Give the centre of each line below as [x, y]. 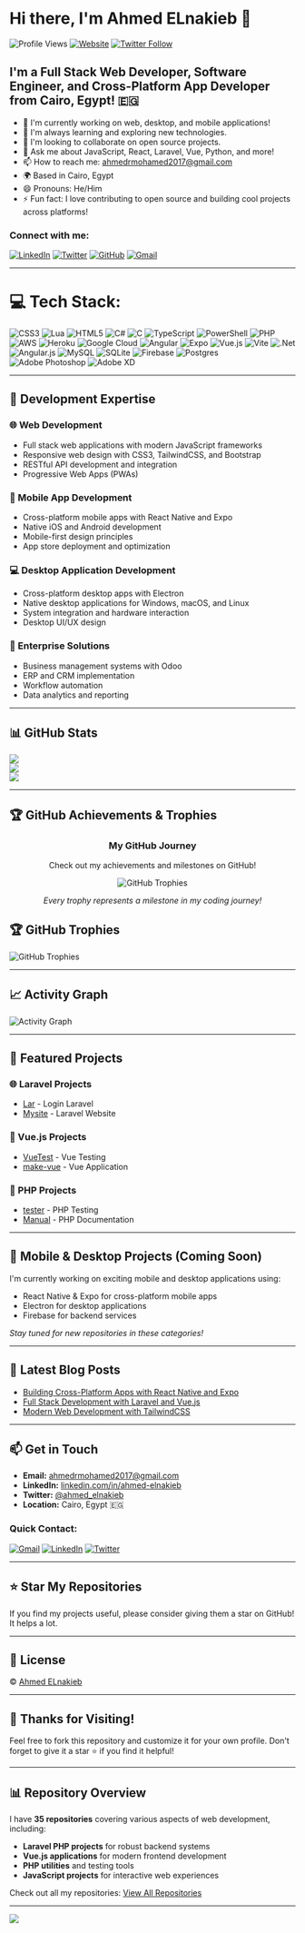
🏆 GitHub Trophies [65, 930]
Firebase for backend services [79, 1315]
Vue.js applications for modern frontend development [124, 1856]
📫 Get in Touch [54, 1449]
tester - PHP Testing [60, 1209]
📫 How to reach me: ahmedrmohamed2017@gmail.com [128, 162]
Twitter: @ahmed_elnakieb [73, 1495]
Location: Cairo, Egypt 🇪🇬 [73, 1505]
